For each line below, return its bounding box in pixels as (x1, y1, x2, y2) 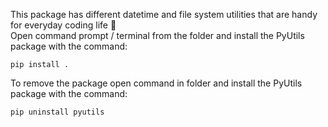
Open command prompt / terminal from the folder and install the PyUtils (10, 30, 305, 41)
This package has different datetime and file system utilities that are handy (10, 9, 318, 20)
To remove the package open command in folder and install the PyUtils (10, 77, 303, 89)
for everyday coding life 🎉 (10, 19, 117, 31)
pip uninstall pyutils (10, 107, 105, 117)
